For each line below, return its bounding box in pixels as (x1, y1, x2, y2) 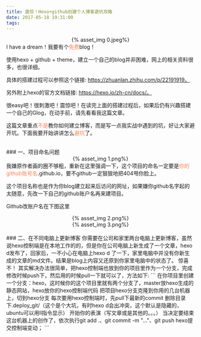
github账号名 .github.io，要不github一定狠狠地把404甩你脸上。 (6, 170, 160, 177)
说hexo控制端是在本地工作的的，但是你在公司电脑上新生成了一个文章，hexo (6, 242, 193, 249)
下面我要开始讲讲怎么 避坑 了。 (22, 129, 96, 136)
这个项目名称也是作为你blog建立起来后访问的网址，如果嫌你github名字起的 (6, 183, 190, 190)
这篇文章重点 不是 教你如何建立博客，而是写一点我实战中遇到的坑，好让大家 (6, 122, 190, 129)
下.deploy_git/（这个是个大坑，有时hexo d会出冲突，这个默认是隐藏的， (6, 302, 182, 309)
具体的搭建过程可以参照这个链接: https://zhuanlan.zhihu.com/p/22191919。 (6, 76, 190, 84)
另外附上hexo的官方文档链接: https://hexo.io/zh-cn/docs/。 (6, 89, 153, 96)
